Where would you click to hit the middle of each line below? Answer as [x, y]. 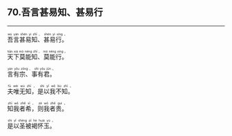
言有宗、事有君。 [31, 74]
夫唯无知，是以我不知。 [40, 91]
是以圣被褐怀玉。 [31, 126]
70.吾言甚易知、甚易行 [55, 12]
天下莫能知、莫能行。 [37, 57]
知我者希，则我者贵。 [37, 108]
